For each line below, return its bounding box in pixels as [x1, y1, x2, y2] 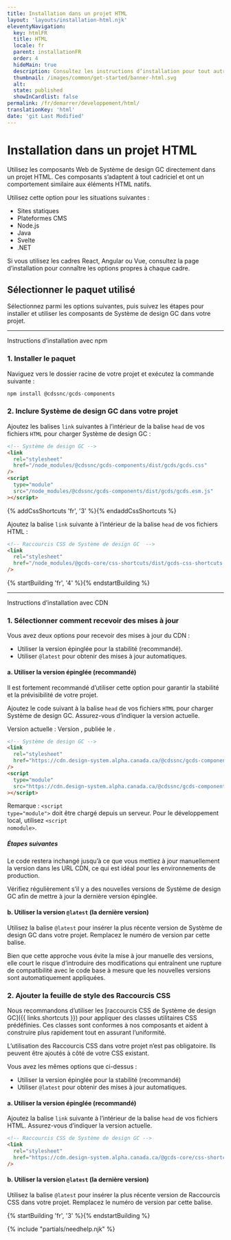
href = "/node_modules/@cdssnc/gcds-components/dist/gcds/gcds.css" [13, 462, 208, 469]
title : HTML [13, 36, 48, 43]
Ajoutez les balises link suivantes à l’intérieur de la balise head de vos [7, 422, 205, 430]
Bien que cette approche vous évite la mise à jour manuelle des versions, [7, 951, 214, 959]
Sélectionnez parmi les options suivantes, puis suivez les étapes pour [7, 302, 204, 310]
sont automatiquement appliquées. [7, 973, 106, 981]
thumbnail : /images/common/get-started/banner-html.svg [13, 74, 177, 81]
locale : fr [13, 42, 45, 49]
